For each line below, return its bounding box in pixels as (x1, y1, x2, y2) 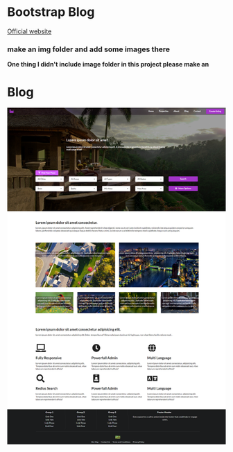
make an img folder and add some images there (7, 44, 171, 54)
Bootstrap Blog (7, 4, 95, 20)
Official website (7, 27, 52, 35)
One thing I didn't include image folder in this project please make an (7, 60, 209, 69)
